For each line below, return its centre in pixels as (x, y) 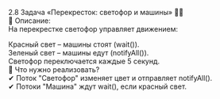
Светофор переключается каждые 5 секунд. (84, 61)
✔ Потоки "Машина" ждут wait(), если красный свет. (98, 86)
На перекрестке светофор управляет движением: (93, 29)
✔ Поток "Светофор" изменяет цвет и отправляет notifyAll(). (110, 78)
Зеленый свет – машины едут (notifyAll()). (79, 53)
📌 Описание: (30, 21)
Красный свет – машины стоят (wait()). (74, 44)
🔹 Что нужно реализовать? (54, 70)
